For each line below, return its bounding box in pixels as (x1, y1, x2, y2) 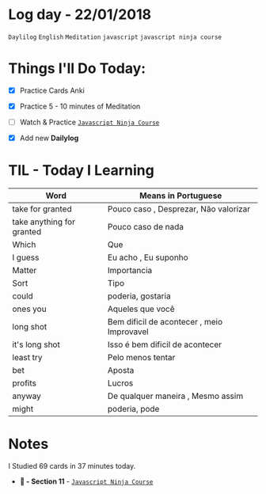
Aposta (107, 365, 135, 376)
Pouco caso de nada (107, 222, 184, 233)
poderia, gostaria (107, 291, 172, 302)
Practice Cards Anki (19, 85, 85, 95)
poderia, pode (107, 404, 160, 415)
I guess (12, 252, 40, 263)
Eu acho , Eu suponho (107, 252, 188, 263)
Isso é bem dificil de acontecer (107, 339, 222, 350)
